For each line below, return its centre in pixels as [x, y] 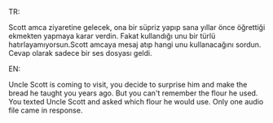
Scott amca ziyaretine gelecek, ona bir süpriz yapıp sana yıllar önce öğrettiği [137, 27]
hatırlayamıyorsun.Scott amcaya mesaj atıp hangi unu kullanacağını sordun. [135, 45]
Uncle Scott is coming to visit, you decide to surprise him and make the [128, 85]
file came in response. [46, 110]
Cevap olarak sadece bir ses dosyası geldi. [80, 53]
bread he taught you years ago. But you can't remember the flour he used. [133, 93]
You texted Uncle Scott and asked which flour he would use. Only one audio [136, 102]
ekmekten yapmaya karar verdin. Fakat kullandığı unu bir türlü [112, 36]
